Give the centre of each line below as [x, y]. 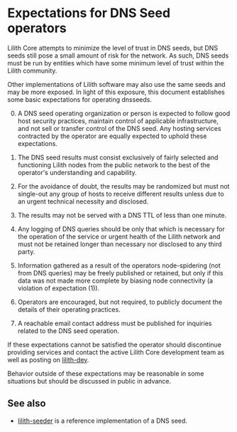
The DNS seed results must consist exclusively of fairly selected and [118, 157]
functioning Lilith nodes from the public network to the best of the [114, 164]
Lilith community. [32, 70]
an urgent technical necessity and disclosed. [83, 201]
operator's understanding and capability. [77, 172]
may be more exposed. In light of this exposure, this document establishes [116, 92]
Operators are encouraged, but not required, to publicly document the [120, 302]
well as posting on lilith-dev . [48, 359]
